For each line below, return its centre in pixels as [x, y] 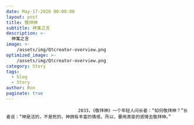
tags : [13, 72]
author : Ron [21, 88]
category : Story [26, 66]
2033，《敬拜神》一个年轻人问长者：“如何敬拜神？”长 [133, 110]
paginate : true [25, 93]
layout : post [22, 17]
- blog [19, 77]
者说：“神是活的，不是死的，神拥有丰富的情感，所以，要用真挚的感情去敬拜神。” [89, 117]
